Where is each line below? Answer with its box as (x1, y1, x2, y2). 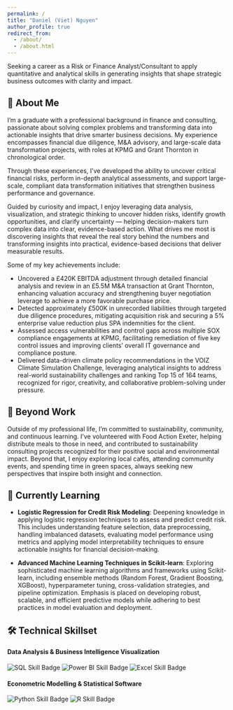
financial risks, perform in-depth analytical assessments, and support (7, 174, 208, 182)
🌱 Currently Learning (7, 489, 100, 501)
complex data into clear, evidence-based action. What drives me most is (7, 225, 216, 233)
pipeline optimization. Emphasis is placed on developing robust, (17, 589, 202, 597)
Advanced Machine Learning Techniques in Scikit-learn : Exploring (17, 559, 214, 567)
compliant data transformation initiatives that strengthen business (25, 181, 216, 190)
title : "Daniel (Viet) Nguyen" (7, 17, 99, 24)
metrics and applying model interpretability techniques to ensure (17, 538, 204, 546)
